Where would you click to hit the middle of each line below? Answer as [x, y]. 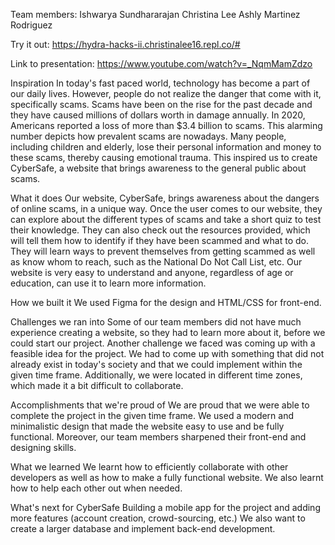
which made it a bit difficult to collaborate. [97, 385]
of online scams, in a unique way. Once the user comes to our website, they [166, 208]
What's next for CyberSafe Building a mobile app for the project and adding [165, 507]
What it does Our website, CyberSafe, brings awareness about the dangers [165, 198]
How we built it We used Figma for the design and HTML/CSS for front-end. [166, 302]
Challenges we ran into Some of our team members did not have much [156, 322]
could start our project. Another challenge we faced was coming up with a [163, 343]
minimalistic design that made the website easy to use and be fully [147, 426]
